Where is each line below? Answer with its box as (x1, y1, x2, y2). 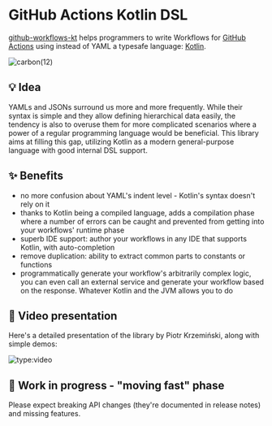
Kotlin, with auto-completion (19, 242, 115, 252)
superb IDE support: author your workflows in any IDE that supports (19, 233, 248, 243)
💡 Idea (8, 80, 41, 94)
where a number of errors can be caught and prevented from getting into (19, 216, 265, 226)
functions (19, 259, 53, 269)
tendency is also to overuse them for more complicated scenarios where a (8, 120, 257, 129)
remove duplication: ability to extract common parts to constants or (19, 250, 246, 261)
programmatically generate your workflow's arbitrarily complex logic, (19, 268, 252, 278)
